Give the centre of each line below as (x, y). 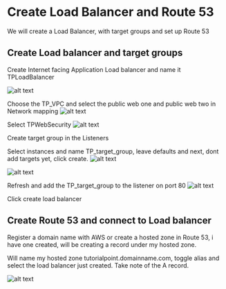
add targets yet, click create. (48, 158)
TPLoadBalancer (31, 77)
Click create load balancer (45, 198)
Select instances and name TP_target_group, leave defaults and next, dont (113, 151)
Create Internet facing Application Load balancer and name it (94, 69)
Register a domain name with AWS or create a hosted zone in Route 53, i (110, 237)
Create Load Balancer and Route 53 (111, 12)
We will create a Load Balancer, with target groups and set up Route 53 (108, 31)
